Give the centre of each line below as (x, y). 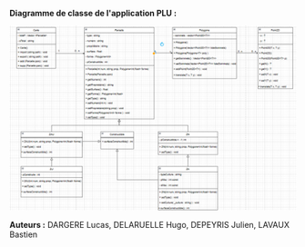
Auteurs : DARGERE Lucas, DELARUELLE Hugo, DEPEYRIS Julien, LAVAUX (149, 224)
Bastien (24, 234)
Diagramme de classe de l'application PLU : (93, 13)
